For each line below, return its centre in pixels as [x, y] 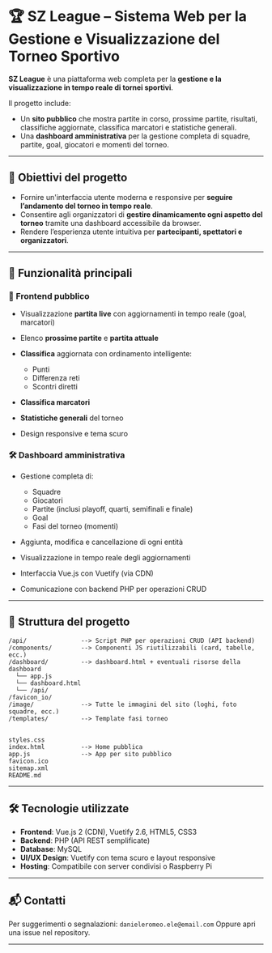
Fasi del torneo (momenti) [75, 526]
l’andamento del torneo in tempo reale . [87, 206]
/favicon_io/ [30, 697]
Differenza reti [56, 378]
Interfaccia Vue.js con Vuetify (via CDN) [87, 573]
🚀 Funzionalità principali [70, 273]
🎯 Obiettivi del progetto [68, 178]
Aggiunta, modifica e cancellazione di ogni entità [102, 542]
